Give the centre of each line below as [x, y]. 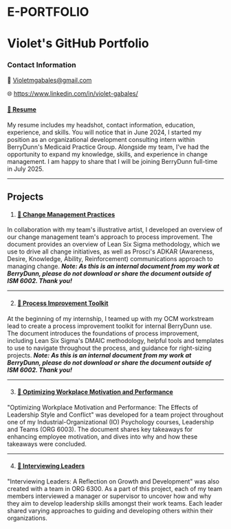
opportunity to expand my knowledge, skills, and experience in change [108, 154]
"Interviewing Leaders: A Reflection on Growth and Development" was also [113, 481]
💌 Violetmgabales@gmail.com [49, 80]
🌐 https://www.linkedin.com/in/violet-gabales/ [73, 93]
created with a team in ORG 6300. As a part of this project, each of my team [115, 489]
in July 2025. [26, 169]
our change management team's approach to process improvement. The [110, 237]
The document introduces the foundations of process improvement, [103, 333]
